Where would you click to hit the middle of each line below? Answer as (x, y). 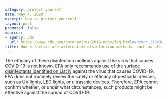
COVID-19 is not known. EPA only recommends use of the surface (73, 66)
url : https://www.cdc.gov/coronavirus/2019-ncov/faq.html (71, 42)
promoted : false (22, 28)
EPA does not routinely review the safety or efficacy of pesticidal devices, (81, 76)
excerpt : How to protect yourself (41, 19)
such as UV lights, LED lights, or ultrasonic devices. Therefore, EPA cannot (82, 82)
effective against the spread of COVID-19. (48, 92)
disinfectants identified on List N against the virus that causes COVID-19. (80, 71)
